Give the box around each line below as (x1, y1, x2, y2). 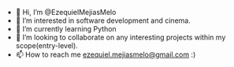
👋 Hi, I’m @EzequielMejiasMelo (15, 8, 117, 17)
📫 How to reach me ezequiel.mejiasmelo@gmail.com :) (15, 50, 196, 59)
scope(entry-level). (15, 41, 79, 50)
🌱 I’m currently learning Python (15, 24, 117, 33)
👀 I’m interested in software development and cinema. (15, 16, 191, 25)
